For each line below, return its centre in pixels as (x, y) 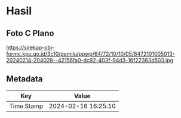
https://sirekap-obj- (30, 47)
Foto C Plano (30, 33)
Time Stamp (26, 106)
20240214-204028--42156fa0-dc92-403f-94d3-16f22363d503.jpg (90, 60)
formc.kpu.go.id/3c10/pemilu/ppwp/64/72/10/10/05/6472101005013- (90, 54)
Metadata (24, 79)
